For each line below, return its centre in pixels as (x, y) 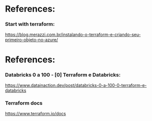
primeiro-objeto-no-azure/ (32, 40)
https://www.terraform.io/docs (36, 114)
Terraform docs (24, 103)
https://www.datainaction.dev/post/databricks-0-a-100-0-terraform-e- (76, 85)
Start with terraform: (30, 24)
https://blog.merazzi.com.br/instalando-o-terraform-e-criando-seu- (73, 35)
